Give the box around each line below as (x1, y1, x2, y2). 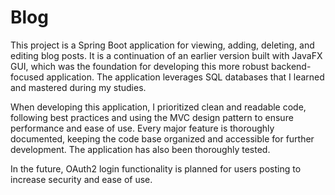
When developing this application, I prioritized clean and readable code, (10, 101, 307, 113)
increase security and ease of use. (10, 173, 153, 185)
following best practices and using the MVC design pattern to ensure (10, 111, 294, 123)
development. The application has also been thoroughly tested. (10, 143, 271, 155)
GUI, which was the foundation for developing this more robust (10, 60, 270, 72)
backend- (270, 60, 312, 72)
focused (10, 71, 45, 83)
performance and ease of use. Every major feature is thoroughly (10, 122, 275, 134)
